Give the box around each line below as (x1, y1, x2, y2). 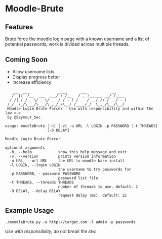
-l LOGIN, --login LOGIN (9, 162, 61, 168)
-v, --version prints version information (9, 154, 116, 159)
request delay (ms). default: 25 (58, 193, 127, 198)
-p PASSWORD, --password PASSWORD (9, 171, 81, 176)
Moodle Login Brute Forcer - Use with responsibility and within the (7, 106, 154, 111)
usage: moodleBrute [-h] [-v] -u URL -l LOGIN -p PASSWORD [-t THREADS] (5, 123, 158, 128)
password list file (58, 176, 98, 180)
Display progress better (12, 74, 60, 80)
